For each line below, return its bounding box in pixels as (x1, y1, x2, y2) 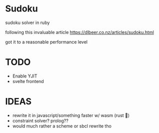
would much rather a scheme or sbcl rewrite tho (12, 123, 111, 129)
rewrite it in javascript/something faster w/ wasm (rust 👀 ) (12, 112, 130, 118)
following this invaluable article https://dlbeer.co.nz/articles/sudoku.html (5, 29, 154, 35)
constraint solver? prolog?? (12, 117, 68, 123)
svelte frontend (12, 78, 44, 84)
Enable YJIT (12, 73, 37, 79)
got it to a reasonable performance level (5, 38, 87, 45)
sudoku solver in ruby (5, 19, 50, 25)
